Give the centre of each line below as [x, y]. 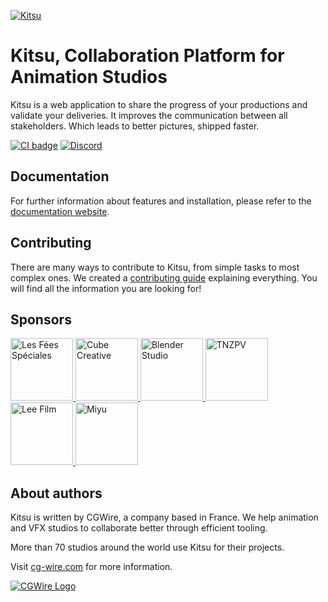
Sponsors [41, 319]
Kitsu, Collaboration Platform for [147, 56]
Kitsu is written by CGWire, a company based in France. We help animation [164, 517]
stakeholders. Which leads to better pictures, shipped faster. [135, 126]
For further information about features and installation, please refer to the [161, 201]
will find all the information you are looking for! [106, 288]
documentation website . [60, 211]
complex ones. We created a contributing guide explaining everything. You [164, 277]
